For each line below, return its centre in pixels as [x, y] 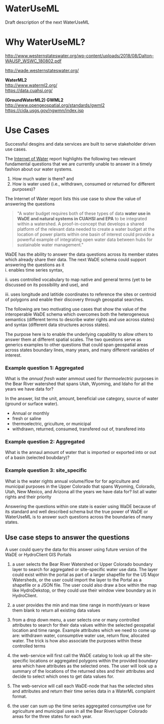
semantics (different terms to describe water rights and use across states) [80, 319]
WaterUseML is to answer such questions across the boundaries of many [79, 516]
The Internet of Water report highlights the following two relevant [70, 158]
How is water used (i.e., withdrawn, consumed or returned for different [83, 184]
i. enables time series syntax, [34, 270]
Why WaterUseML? [45, 42]
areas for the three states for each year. [52, 716]
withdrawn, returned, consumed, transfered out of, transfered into [79, 429]
